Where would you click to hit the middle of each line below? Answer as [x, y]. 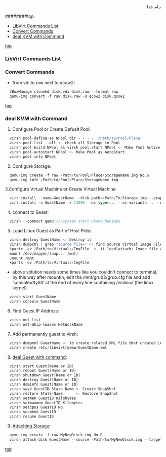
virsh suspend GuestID [33, 412]
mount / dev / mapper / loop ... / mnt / [44, 253]
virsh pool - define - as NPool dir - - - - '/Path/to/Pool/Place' [76, 138]
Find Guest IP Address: [36, 311]
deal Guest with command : [40, 357]
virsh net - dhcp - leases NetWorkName [46, 324]
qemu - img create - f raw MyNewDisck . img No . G [56, 435]
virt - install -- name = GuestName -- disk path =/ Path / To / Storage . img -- [82, 198]
